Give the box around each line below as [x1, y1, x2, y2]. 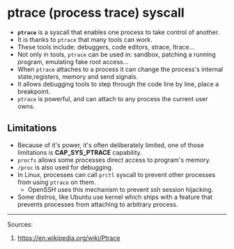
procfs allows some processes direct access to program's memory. [17, 156, 211, 164]
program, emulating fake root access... [17, 57, 129, 66]
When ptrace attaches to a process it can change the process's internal [17, 65, 224, 73]
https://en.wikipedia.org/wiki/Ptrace [17, 234, 120, 242]
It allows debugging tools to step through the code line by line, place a [17, 80, 219, 88]
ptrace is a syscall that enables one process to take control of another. [17, 28, 220, 36]
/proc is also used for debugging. [17, 163, 114, 172]
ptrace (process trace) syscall [7, 5, 185, 21]
